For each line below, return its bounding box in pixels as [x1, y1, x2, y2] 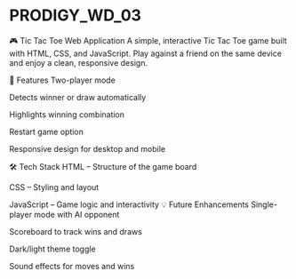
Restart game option [9, 126, 84, 137]
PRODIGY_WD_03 [9, 5, 142, 26]
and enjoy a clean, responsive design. [9, 57, 148, 68]
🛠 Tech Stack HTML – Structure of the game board [9, 161, 197, 171]
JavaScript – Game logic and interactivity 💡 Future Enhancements [9, 199, 250, 210]
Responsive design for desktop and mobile [9, 143, 166, 154]
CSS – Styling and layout [9, 181, 100, 192]
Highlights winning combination [9, 108, 125, 120]
